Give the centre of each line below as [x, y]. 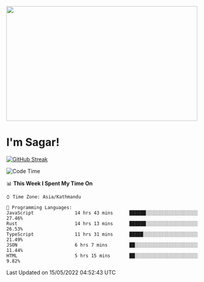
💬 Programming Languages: [39, 207]
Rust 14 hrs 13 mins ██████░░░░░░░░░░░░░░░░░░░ [102, 223]
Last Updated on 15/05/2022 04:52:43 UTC [61, 272]
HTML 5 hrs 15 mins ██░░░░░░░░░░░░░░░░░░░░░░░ [102, 256]
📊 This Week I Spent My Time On [49, 183]
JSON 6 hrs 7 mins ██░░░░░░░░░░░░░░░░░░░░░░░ [102, 245]
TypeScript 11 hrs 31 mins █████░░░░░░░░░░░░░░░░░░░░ [102, 234]
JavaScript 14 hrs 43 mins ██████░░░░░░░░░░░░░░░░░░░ [102, 213]
